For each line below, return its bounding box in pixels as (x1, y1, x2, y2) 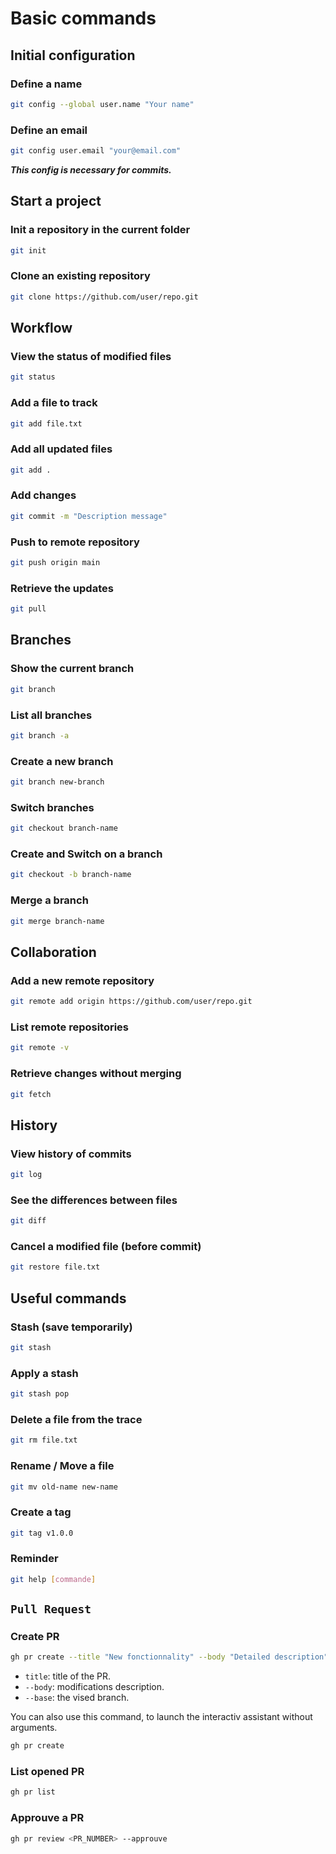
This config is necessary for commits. (10, 163, 172, 176)
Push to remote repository (10, 535, 140, 549)
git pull (10, 604, 47, 614)
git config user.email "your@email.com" (10, 146, 182, 156)
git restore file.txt (10, 1262, 101, 1272)
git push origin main (10, 558, 101, 568)
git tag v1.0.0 (10, 1528, 74, 1538)
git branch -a (10, 730, 70, 741)
